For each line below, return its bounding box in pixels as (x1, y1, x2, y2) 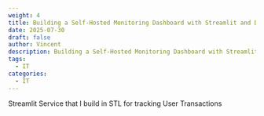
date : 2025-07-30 (8, 26, 65, 34)
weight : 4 (8, 11, 41, 20)
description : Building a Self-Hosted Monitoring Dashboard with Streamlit (8, 48, 258, 56)
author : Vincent (8, 41, 61, 49)
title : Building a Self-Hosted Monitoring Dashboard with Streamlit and (8, 19, 251, 27)
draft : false (8, 33, 51, 42)
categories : (8, 70, 47, 78)
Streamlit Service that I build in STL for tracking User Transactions (8, 99, 222, 108)
